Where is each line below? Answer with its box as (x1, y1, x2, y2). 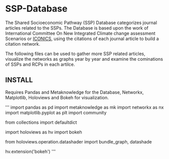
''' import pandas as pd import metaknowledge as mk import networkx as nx (5, 104, 164, 110)
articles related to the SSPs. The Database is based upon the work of (5, 25, 149, 31)
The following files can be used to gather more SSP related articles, (5, 51, 145, 57)
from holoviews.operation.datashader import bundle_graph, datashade (5, 138, 152, 144)
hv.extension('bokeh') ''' (5, 148, 56, 154)
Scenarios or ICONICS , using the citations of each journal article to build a (5, 36, 159, 42)
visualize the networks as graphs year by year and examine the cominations (5, 56, 163, 62)
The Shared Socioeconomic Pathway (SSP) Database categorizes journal (5, 20, 157, 26)
